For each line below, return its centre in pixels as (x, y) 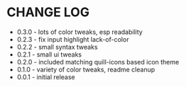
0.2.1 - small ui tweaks (49, 54)
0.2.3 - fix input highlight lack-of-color (73, 39)
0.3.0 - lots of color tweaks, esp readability (80, 32)
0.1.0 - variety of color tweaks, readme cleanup (86, 69)
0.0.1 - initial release (46, 77)
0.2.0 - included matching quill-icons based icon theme (98, 62)
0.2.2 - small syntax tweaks (57, 47)
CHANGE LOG (48, 12)
